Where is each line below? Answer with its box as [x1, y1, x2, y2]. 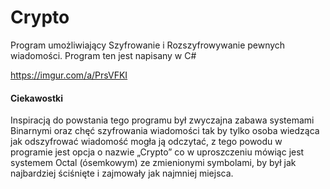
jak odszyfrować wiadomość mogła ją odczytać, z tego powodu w [10, 136, 283, 148]
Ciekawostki [10, 92, 63, 104]
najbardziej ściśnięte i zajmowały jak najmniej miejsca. [10, 167, 234, 180]
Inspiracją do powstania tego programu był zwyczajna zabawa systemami [10, 114, 315, 126]
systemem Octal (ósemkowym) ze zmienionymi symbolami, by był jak [10, 157, 297, 169]
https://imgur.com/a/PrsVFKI [10, 69, 128, 81]
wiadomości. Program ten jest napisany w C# [10, 49, 197, 61]
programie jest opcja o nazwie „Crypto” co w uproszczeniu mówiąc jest [10, 146, 305, 158]
